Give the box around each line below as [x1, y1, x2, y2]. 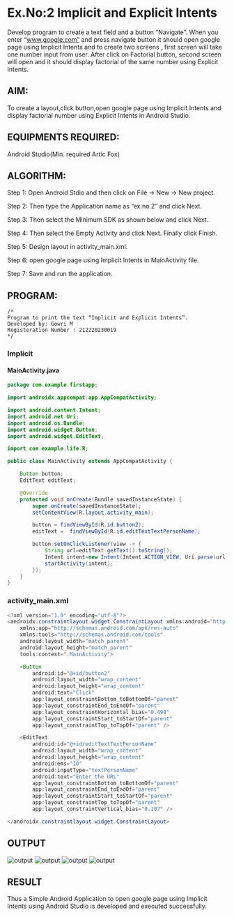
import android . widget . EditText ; [7, 432, 104, 440]
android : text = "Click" [32, 689, 95, 697]
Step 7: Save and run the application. [7, 270, 113, 278]
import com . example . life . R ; [7, 445, 89, 453]
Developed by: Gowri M [7, 321, 73, 328]
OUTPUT [7, 838, 47, 849]
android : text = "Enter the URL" [32, 773, 120, 780]
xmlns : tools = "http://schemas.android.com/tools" [19, 631, 164, 639]
